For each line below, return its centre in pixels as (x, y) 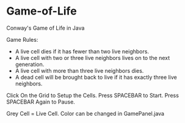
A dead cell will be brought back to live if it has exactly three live (96, 77)
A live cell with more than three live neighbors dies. (79, 70)
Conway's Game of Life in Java (45, 28)
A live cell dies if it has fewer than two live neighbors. (82, 51)
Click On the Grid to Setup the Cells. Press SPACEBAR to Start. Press (92, 95)
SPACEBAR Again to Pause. (41, 102)
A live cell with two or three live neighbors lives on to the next (92, 58)
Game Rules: (22, 39)
